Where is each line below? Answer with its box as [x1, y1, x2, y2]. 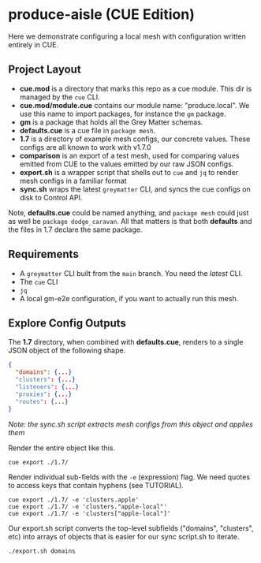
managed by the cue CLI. [19, 92, 100, 102]
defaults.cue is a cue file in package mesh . [19, 125, 156, 135]
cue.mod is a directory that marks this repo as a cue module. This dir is [19, 84, 252, 93]
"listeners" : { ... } [15, 383, 80, 391]
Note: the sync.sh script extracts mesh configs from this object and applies [8, 419, 254, 429]
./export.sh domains [8, 546, 76, 555]
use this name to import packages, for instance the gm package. [19, 109, 226, 118]
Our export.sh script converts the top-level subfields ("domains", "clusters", [8, 523, 254, 533]
